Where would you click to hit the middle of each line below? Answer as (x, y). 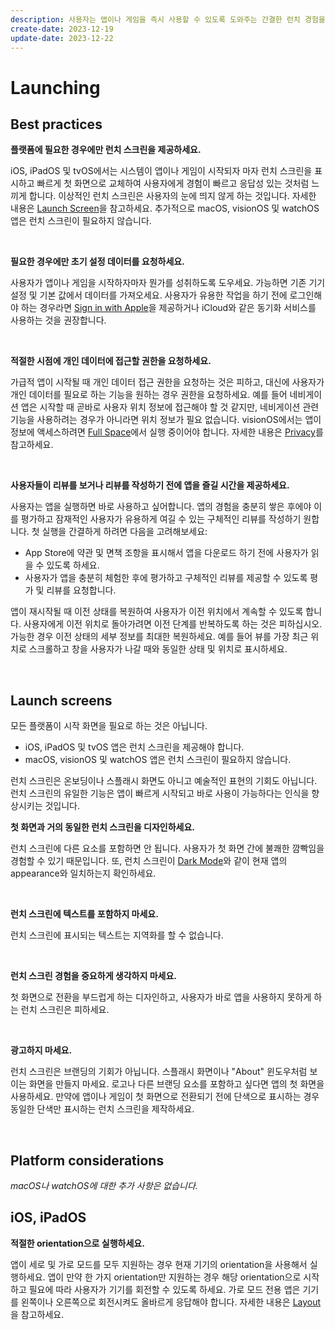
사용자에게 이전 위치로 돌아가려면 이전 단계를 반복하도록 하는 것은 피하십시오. (173, 624)
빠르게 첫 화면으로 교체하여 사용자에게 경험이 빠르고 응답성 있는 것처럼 (173, 183)
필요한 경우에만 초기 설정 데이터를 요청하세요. (97, 262)
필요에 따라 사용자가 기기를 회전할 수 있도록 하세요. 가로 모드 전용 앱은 (164, 1289)
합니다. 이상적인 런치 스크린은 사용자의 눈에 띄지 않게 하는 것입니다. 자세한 (172, 196)
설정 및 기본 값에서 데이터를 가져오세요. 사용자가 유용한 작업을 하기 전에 (149, 295)
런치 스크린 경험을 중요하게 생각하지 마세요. (93, 976)
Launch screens (61, 700)
